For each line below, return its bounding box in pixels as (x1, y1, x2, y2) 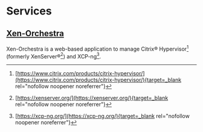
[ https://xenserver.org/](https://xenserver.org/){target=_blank (14, 95, 169, 102)
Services (6, 4, 53, 18)
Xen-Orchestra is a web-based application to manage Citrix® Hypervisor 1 (6, 44, 189, 52)
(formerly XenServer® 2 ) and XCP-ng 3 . (6, 51, 101, 60)
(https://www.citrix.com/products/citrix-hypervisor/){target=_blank (14, 77, 182, 84)
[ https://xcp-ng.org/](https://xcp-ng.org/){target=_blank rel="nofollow (14, 113, 190, 120)
